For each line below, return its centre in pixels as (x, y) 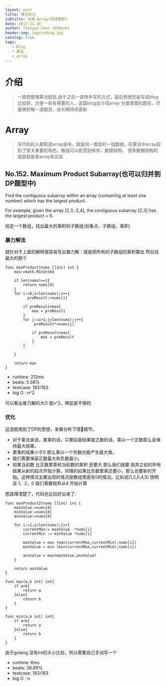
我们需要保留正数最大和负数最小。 (47, 458)
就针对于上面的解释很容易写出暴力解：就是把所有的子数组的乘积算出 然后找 (82, 252)
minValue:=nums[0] (33, 512)
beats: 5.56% (26, 382)
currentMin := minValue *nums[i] (58, 534)
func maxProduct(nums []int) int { (42, 268)
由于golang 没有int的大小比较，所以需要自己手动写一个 (61, 652)
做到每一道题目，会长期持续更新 (54, 110)
